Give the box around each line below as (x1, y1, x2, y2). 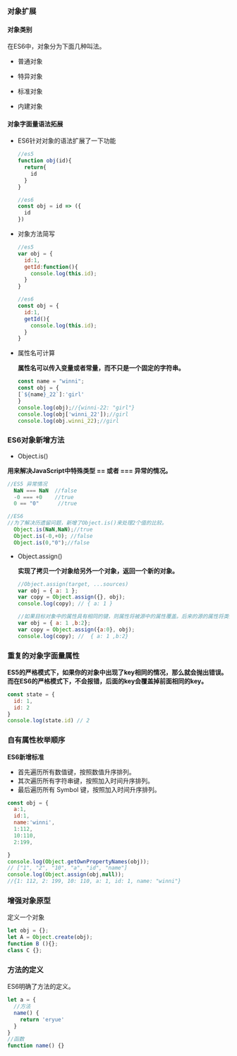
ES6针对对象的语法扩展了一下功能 (17, 136, 116, 145)
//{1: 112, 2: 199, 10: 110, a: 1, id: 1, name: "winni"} (7, 877, 181, 885)
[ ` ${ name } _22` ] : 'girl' (17, 391, 85, 398)
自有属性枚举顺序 (7, 736, 66, 745)
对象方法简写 (17, 229, 55, 238)
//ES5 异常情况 (7, 480, 48, 488)
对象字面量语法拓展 (7, 119, 63, 128)
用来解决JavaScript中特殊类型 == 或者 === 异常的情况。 (7, 466, 172, 474)
